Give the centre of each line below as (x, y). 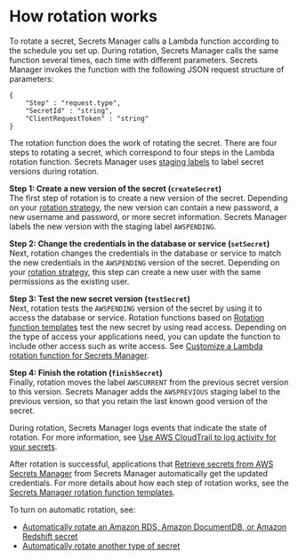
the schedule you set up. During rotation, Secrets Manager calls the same (144, 50)
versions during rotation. (54, 171)
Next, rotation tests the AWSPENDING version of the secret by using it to (136, 308)
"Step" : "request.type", (73, 103)
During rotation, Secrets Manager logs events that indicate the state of (138, 427)
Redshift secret (50, 536)
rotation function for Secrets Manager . (79, 355)
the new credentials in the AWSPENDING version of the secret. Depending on (145, 262)
